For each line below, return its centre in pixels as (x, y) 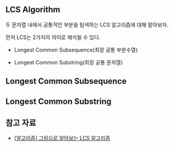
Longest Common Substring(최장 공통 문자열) (68, 62)
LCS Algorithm (33, 10)
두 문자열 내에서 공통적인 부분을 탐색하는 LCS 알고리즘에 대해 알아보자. (87, 24)
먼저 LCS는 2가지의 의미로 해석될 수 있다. (53, 37)
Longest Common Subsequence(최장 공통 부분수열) (76, 50)
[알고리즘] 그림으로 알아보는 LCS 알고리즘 (62, 138)
